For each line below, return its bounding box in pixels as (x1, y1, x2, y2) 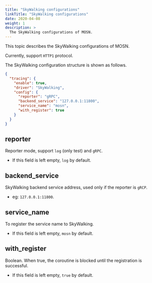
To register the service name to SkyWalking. (5, 221, 94, 227)
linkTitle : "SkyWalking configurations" (5, 12, 89, 17)
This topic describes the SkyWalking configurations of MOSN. (5, 43, 130, 49)
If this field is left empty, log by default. (12, 157, 91, 163)
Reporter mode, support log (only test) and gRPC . (5, 148, 103, 154)
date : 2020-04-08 (5, 16, 41, 21)
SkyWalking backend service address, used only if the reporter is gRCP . (5, 184, 148, 190)
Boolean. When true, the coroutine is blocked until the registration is (5, 257, 142, 263)
